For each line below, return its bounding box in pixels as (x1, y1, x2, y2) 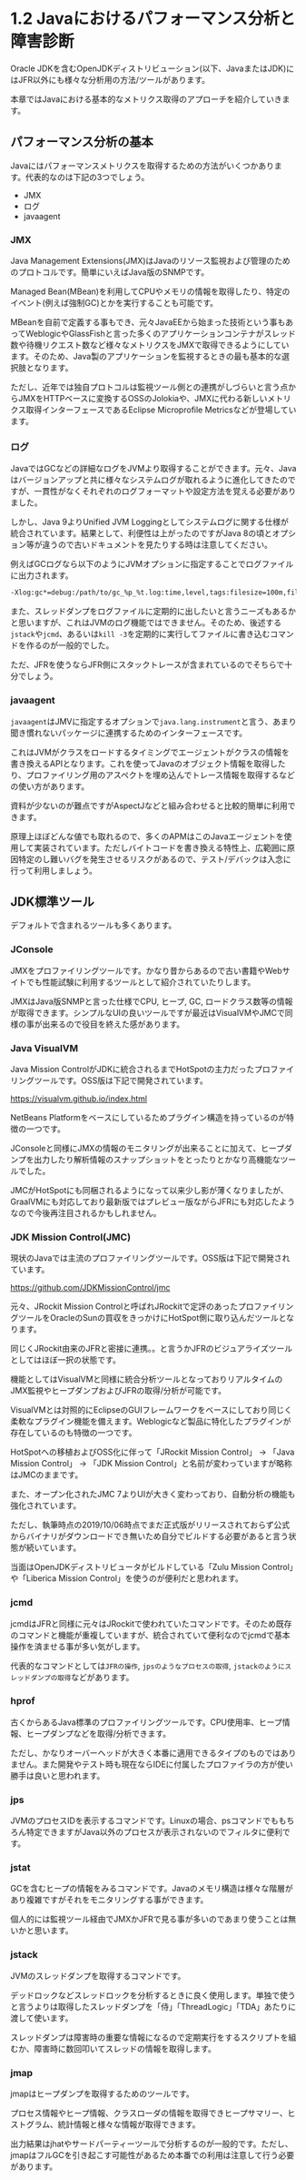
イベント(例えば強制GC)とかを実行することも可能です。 (10, 298, 219, 309)
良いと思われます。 (34, 1769, 105, 1780)
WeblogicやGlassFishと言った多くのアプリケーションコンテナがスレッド (25, 329, 296, 340)
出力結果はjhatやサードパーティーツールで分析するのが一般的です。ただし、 (10, 2138, 293, 2149)
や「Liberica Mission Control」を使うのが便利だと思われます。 (10, 1573, 243, 1584)
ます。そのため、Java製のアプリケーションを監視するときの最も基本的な (10, 351, 282, 362)
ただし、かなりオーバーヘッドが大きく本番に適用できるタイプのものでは (10, 1747, 281, 1758)
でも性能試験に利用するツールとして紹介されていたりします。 (25, 976, 256, 988)
